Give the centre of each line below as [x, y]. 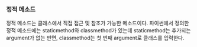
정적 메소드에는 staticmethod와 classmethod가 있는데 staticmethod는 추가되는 [98, 31]
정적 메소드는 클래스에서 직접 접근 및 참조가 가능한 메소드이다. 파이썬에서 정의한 [98, 23]
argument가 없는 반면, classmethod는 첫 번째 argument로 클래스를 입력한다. [95, 38]
